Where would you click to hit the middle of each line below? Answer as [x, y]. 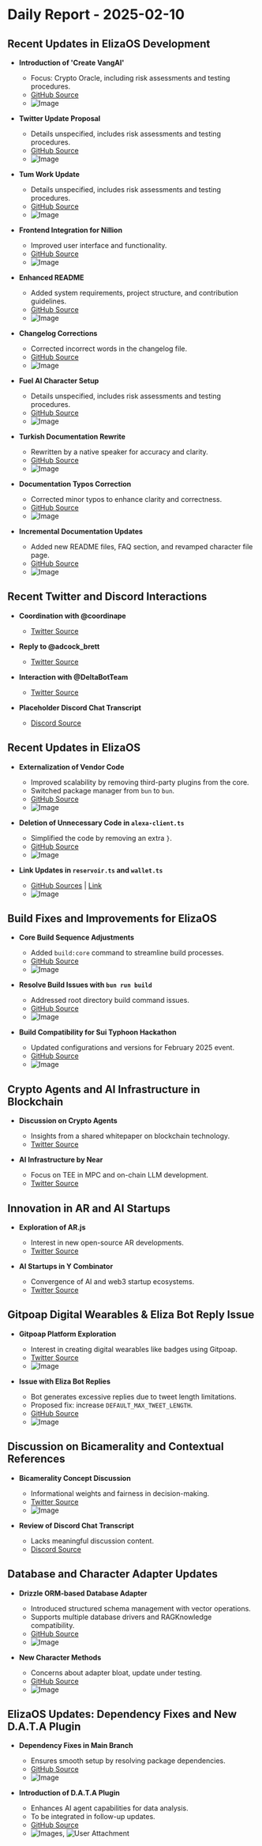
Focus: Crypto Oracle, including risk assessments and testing [130, 78]
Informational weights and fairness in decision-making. [120, 1493]
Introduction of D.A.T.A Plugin [69, 1793]
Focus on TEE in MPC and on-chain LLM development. [119, 1175]
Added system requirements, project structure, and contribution [134, 293]
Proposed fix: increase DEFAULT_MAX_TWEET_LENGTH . [112, 1405]
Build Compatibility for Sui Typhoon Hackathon [97, 1032]
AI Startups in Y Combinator [66, 1267]
